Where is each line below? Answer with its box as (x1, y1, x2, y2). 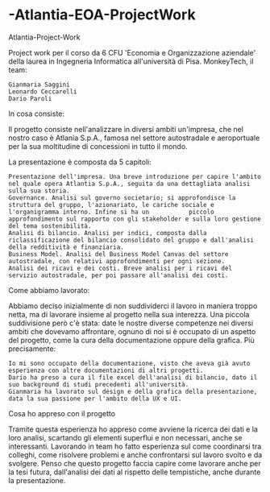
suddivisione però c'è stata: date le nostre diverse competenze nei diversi (8, 318, 254, 328)
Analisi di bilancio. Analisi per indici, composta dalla (8, 229, 207, 237)
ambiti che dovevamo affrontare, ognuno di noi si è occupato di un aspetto (8, 326, 256, 336)
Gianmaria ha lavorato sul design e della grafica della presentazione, (8, 387, 258, 395)
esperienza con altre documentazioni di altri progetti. (8, 366, 204, 374)
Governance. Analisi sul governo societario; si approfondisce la (8, 193, 236, 202)
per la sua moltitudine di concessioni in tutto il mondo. (8, 141, 188, 151)
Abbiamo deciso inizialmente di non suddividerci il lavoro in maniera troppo (8, 300, 258, 311)
